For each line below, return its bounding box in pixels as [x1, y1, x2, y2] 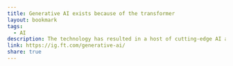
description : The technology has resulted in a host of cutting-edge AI [7, 36, 222, 43]
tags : [7, 23, 23, 30]
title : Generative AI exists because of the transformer [7, 10, 175, 17]
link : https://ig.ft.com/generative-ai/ [7, 42, 126, 49]
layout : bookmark [7, 16, 58, 23]
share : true [7, 49, 42, 56]
